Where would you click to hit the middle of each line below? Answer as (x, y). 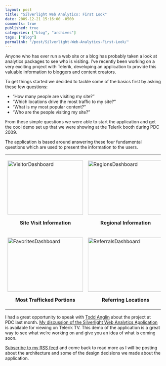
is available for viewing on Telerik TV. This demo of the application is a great (83, 327)
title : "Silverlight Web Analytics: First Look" (56, 14)
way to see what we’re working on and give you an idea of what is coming (80, 333)
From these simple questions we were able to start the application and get (81, 121)
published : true (22, 28)
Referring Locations (126, 300)
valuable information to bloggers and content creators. (61, 72)
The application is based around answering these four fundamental (73, 142)
